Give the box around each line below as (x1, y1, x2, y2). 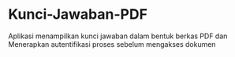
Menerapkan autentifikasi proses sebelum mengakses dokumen (8, 39, 216, 48)
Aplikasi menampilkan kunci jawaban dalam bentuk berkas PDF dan (8, 31, 228, 41)
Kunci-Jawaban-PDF (8, 5, 148, 23)
